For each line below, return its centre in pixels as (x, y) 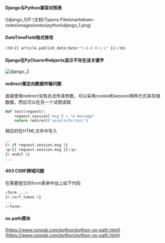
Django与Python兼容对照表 (34, 7)
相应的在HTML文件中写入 (31, 131)
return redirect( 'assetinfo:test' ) (51, 121)
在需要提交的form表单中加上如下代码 (43, 183)
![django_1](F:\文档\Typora (32, 19)
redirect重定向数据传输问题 (33, 84)
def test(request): (25, 111)
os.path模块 (18, 218)
